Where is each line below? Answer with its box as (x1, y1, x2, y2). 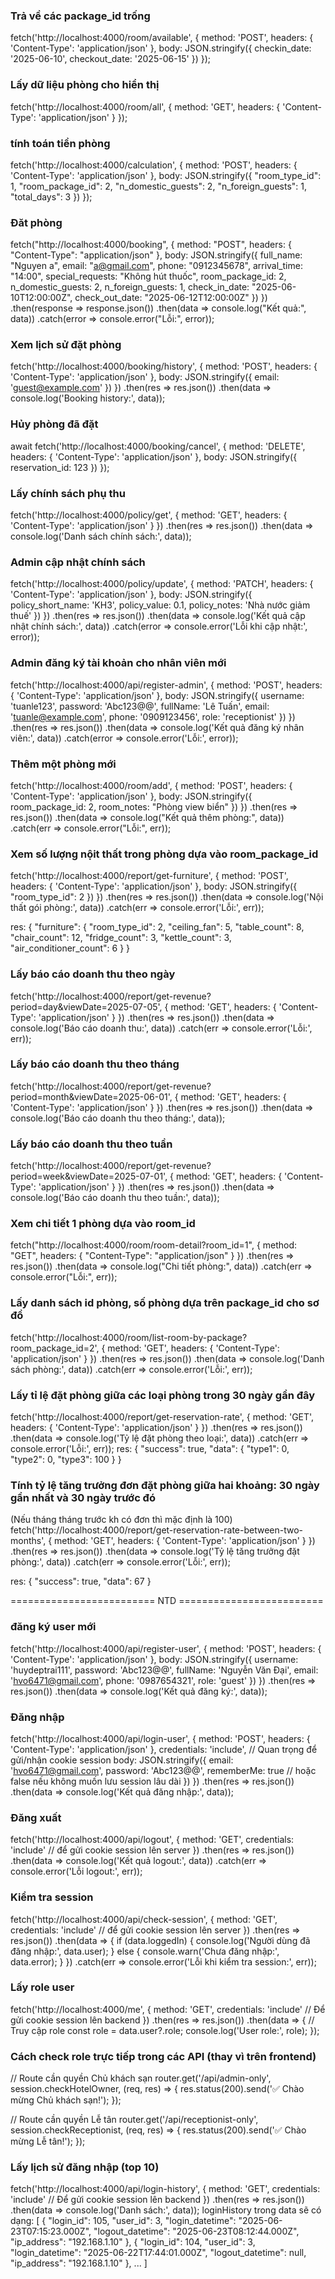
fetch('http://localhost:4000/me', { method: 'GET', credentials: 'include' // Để (10, 2003, 326, 2015)
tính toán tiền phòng (10, 136, 111, 150)
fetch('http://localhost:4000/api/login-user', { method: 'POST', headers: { (10, 1732, 311, 1744)
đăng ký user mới (10, 1620, 97, 1634)
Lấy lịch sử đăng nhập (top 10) (10, 2160, 160, 2174)
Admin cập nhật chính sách (10, 555, 146, 569)
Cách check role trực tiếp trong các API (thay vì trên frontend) (10, 2049, 317, 2063)
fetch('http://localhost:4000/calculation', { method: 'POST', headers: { (10, 159, 298, 171)
